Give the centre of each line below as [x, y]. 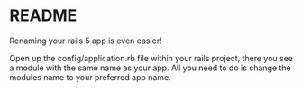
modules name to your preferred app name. [90, 77]
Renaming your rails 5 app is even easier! [86, 41]
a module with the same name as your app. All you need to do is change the [150, 68]
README [43, 16]
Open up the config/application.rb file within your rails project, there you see [151, 58]
